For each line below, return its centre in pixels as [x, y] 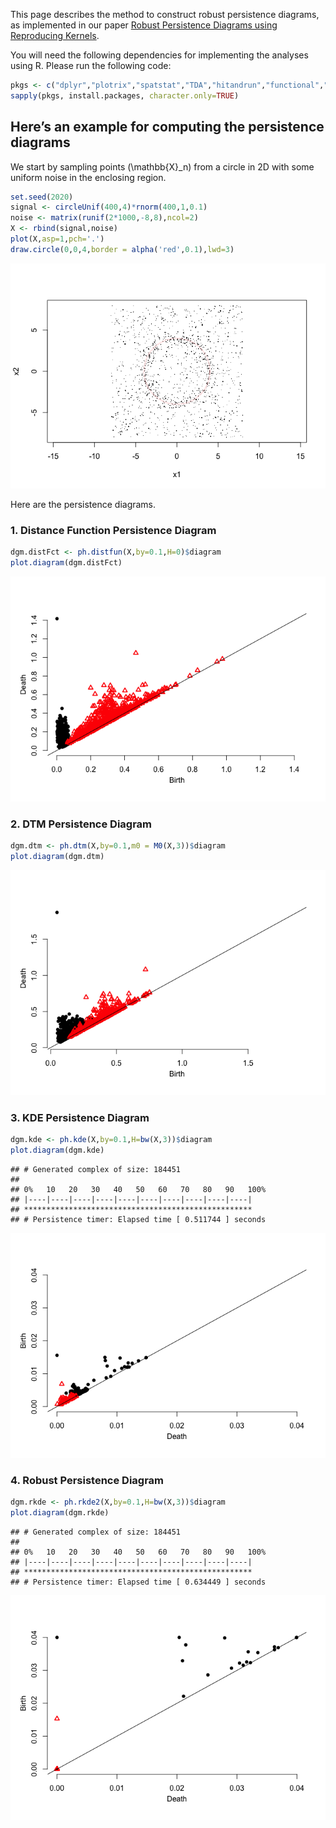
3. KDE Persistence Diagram [80, 1117]
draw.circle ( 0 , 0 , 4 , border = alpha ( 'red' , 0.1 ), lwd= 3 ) [122, 249]
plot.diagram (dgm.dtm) [57, 857]
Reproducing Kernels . [55, 35]
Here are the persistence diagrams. [83, 504]
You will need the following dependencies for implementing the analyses [159, 55]
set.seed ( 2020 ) [42, 197]
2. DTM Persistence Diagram [81, 824]
